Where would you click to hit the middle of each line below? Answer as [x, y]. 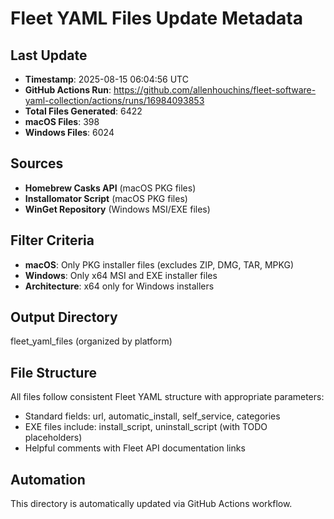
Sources [37, 163]
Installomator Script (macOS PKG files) [106, 198]
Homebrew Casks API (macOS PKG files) [110, 188]
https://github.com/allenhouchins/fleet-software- [215, 90]
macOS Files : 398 [62, 121]
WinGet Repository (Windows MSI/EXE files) [117, 209]
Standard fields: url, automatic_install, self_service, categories [152, 416]
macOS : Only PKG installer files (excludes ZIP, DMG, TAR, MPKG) [159, 264]
